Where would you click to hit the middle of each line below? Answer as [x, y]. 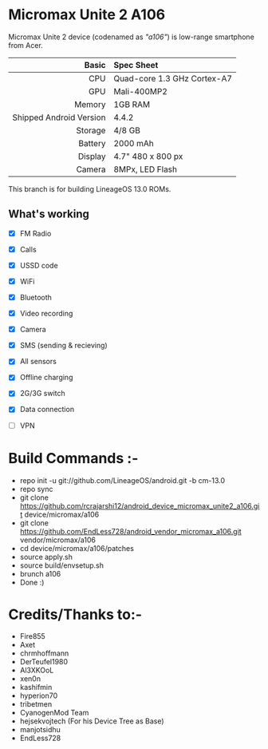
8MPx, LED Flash [146, 169]
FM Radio [35, 233]
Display [92, 156]
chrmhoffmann [44, 653]
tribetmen [36, 704]
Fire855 [32, 636]
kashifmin [36, 688]
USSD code [39, 265]
